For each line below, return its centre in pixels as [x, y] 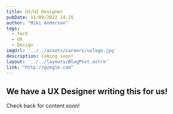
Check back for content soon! [43, 106]
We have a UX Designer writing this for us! [87, 91]
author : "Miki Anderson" [37, 23]
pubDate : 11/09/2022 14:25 [40, 17]
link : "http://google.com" [40, 67]
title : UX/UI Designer [35, 12]
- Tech [20, 34]
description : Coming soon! [40, 56]
